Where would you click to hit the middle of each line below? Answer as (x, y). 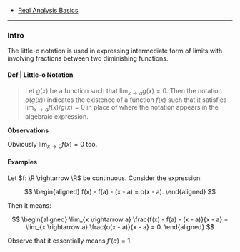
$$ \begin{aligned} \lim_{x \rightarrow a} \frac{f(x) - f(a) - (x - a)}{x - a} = (120, 219)
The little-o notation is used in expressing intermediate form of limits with (115, 51)
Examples (22, 162)
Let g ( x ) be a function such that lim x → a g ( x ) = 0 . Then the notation (124, 91)
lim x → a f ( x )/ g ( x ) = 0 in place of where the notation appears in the (122, 108)
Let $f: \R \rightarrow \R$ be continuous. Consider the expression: (105, 178)
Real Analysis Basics (48, 10)
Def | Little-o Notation (40, 75)
